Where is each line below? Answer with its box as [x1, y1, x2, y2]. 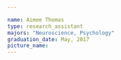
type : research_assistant [7, 22, 83, 30]
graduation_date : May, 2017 [7, 36, 90, 43]
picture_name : [7, 43, 49, 50]
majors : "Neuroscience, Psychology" [7, 29, 115, 36]
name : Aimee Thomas [7, 16, 65, 23]
